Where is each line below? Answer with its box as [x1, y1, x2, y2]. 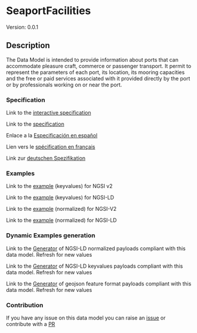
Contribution [6, 301, 44, 309]
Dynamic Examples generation [6, 231, 96, 240]
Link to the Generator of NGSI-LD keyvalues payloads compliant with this [6, 263, 183, 270]
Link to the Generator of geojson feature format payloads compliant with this [6, 280, 192, 287]
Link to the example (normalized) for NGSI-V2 [6, 206, 117, 213]
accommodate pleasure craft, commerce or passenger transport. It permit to [6, 62, 192, 69]
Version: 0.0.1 [6, 23, 38, 31]
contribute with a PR [6, 320, 55, 327]
